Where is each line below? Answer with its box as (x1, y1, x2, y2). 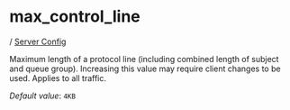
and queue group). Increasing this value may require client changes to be (9, 63, 281, 74)
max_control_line (9, 6, 141, 27)
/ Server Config (9, 36, 67, 47)
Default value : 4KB (9, 90, 77, 101)
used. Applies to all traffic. (9, 72, 106, 83)
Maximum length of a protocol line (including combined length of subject (9, 53, 279, 64)
